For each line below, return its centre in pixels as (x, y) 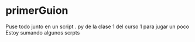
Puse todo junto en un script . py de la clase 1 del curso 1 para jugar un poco (97, 26)
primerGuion (37, 11)
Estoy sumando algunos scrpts (43, 32)
